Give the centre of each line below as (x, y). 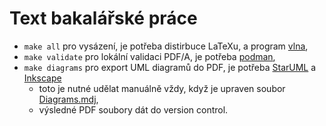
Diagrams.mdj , (68, 99)
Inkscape (42, 78)
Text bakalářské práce (103, 18)
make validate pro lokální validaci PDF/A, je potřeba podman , (149, 56)
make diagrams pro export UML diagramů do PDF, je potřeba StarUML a (170, 67)
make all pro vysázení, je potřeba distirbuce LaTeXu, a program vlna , (166, 46)
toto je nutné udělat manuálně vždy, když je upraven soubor (162, 88)
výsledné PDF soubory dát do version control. (133, 109)
